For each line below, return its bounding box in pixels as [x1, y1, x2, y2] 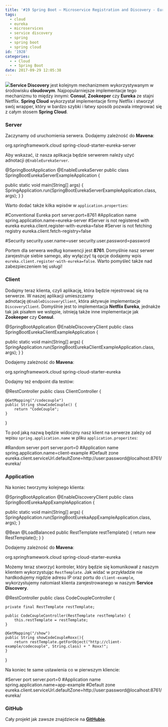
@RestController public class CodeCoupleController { [5, 594, 115, 601]
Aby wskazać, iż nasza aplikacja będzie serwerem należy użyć [5, 152, 134, 158]
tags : [5, 12, 16, 17]
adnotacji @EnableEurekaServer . [5, 157, 69, 163]
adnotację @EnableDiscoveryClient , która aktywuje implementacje [5, 298, 141, 304]
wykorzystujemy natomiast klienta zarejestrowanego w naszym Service [5, 579, 153, 586]
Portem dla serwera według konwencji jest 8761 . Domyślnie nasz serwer [5, 247, 154, 253]
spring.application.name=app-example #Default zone [5, 681, 115, 687]
